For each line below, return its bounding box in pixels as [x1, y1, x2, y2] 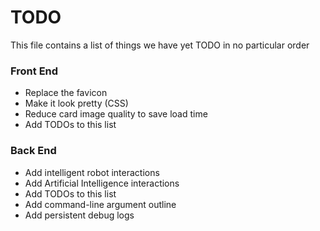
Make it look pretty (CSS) [24, 97, 129, 110]
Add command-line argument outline [24, 198, 177, 210]
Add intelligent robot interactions [24, 166, 160, 178]
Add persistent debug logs [24, 209, 135, 221]
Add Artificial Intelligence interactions [24, 177, 180, 189]
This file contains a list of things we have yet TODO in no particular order [10, 39, 310, 51]
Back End [10, 144, 57, 158]
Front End [10, 64, 59, 78]
